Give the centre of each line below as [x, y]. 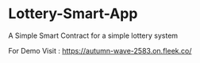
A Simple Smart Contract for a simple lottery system [93, 35]
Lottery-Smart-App [73, 14]
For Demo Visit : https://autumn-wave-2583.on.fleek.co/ [100, 50]
